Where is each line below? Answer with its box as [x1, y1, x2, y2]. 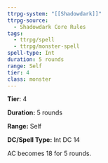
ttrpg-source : [7, 17, 49, 24]
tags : [7, 30, 23, 37]
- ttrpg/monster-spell [13, 43, 80, 50]
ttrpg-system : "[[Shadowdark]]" [7, 10, 102, 18]
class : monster [7, 75, 52, 83]
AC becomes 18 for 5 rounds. [7, 149, 92, 158]
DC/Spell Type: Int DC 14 [7, 136, 81, 144]
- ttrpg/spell [13, 37, 55, 44]
